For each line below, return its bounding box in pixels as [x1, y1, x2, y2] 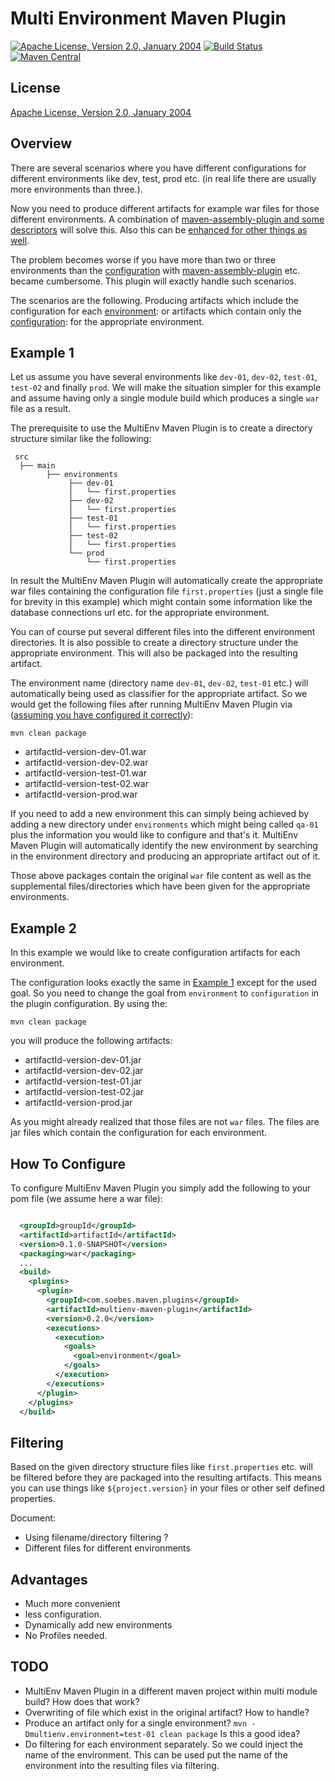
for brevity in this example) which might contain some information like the [10, 596, 313, 608]
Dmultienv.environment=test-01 [24, 1729, 156, 1739]
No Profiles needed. [24, 1630, 108, 1641]
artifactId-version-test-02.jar [24, 1086, 144, 1098]
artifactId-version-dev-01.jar [24, 1054, 142, 1066]
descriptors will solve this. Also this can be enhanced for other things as [10, 223, 308, 236]
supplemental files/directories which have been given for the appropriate [10, 880, 311, 892]
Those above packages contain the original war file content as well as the [10, 870, 312, 882]
